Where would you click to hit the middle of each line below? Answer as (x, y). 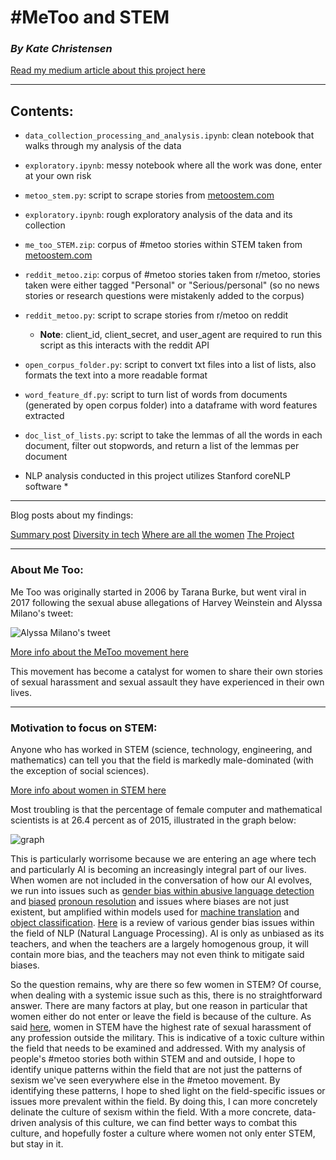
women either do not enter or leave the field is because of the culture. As (161, 1016)
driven (23, 1122)
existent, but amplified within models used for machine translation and (155, 912)
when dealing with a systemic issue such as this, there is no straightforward (166, 995)
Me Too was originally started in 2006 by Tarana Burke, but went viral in (158, 592)
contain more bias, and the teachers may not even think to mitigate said (157, 954)
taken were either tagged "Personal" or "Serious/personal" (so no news (172, 285)
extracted (44, 416)
